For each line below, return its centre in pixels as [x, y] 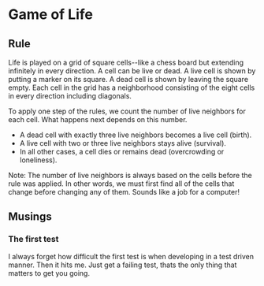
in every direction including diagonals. [70, 96]
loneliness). [38, 160]
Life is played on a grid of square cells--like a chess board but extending [126, 62]
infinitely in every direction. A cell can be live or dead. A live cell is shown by [132, 71]
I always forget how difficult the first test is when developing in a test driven [131, 256]
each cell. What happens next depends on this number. [98, 119]
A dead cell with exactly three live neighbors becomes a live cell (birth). [136, 135]
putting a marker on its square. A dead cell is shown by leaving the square [128, 79]
